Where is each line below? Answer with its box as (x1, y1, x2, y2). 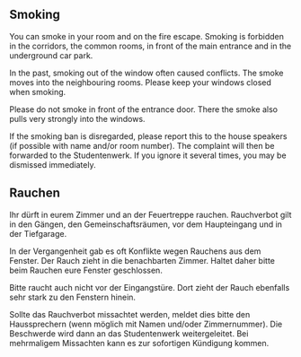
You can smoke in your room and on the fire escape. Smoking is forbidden (9, 30, 285, 41)
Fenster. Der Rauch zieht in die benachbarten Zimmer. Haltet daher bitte (9, 255, 276, 266)
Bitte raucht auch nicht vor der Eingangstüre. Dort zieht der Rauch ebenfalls (9, 282, 290, 292)
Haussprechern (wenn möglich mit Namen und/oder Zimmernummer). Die (9, 318, 283, 329)
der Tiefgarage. (9, 228, 67, 239)
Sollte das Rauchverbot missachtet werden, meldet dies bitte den (9, 309, 251, 319)
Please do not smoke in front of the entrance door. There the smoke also (9, 103, 279, 115)
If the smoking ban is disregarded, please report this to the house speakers (9, 130, 288, 142)
